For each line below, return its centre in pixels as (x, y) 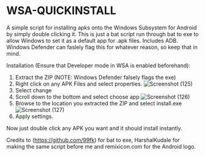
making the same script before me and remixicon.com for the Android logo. (101, 146)
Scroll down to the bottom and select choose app (77, 97)
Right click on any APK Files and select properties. (79, 84)
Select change (33, 90)
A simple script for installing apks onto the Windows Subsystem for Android (102, 28)
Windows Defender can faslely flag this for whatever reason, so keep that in (102, 47)
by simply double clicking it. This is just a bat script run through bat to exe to (102, 34)
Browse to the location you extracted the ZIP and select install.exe (99, 103)
